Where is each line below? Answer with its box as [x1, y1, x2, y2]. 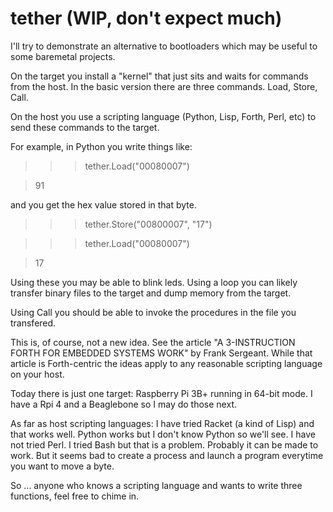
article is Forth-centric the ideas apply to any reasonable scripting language [10, 357, 323, 369]
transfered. [10, 317, 57, 329]
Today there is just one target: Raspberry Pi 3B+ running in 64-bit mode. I [10, 387, 313, 399]
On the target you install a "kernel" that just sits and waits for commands [10, 70, 309, 82]
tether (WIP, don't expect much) [10, 7, 283, 30]
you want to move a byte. [10, 460, 115, 472]
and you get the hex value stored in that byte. [10, 198, 197, 211]
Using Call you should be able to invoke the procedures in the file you [10, 306, 297, 318]
